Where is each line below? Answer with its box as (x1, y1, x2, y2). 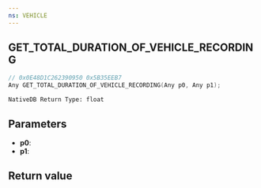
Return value (8, 169, 73, 182)
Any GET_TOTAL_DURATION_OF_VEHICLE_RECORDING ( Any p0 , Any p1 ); (8, 81, 221, 89)
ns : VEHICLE (8, 11, 47, 20)
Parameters (8, 117, 67, 130)
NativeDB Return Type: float (8, 96, 104, 103)
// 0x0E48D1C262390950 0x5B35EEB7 (8, 74, 123, 82)
